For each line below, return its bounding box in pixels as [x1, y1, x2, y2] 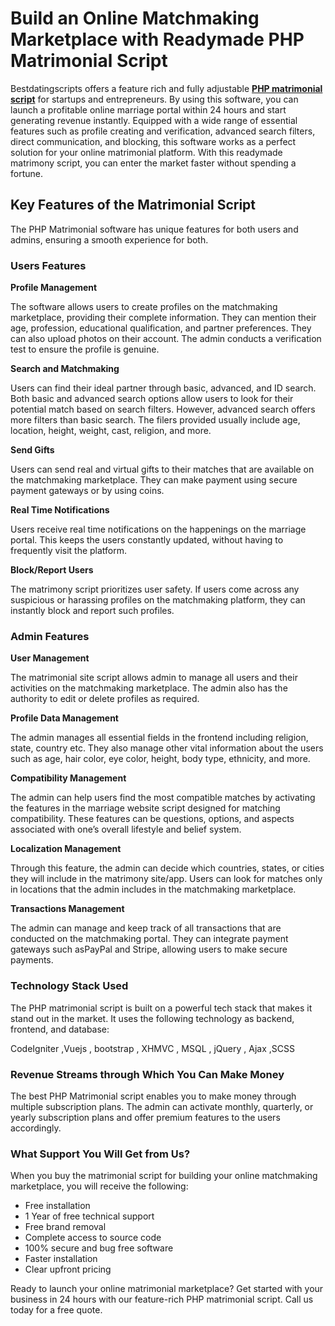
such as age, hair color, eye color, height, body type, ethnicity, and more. [10, 753, 311, 765]
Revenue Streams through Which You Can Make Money [10, 1067, 285, 1081]
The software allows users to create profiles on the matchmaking [10, 301, 278, 313]
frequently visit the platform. [10, 545, 128, 557]
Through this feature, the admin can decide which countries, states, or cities [10, 862, 325, 874]
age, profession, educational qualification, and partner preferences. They [10, 322, 312, 334]
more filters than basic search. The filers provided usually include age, [10, 414, 301, 426]
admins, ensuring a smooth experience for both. [10, 233, 209, 246]
